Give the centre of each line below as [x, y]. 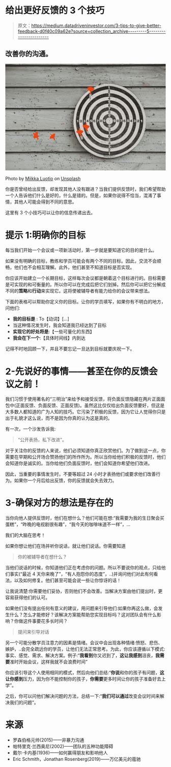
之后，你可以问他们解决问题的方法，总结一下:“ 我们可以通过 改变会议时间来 [83, 696]
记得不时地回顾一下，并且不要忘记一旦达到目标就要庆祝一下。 [70, 349]
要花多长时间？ [52, 621]
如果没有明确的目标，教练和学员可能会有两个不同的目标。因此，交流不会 [81, 261]
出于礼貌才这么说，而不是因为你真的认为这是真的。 [59, 418]
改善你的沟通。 [29, 54]
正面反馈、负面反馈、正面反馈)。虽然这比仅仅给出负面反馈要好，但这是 [90, 406]
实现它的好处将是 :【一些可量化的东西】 [53, 332]
